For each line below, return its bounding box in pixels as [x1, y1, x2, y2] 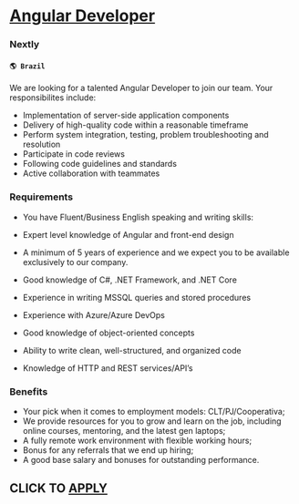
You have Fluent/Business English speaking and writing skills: [22, 211, 253, 222]
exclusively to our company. [22, 256, 129, 267]
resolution [22, 139, 61, 150]
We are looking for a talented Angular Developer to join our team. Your [9, 83, 273, 94]
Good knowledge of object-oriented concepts [22, 327, 195, 338]
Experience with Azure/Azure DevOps [22, 309, 166, 320]
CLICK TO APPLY [9, 480, 108, 497]
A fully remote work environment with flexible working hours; [22, 435, 253, 446]
